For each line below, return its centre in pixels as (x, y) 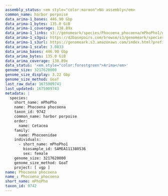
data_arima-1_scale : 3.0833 (34, 47)
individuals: (28, 140)
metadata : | (17, 93)
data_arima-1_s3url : (27, 42)
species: (19, 98)
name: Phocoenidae (37, 135)
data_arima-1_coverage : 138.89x (39, 28)
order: (21, 121)
